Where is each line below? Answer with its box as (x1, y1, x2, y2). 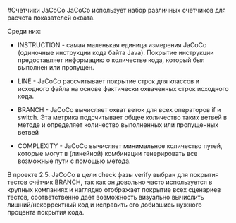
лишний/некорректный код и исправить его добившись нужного (7, 200, 202, 209)
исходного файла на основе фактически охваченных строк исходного (17, 85, 229, 92)
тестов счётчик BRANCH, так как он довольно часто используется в (7, 178, 213, 186)
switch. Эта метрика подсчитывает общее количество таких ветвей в (17, 113, 228, 121)
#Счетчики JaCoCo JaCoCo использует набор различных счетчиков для (7, 6, 227, 14)
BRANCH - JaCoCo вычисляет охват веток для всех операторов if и (17, 106, 221, 114)
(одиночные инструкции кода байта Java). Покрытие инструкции (17, 49, 214, 56)
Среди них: (7, 28, 41, 35)
